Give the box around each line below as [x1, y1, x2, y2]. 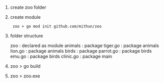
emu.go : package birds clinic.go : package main [10, 53, 113, 59]
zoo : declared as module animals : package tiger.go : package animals [10, 43, 159, 49]
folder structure [10, 33, 43, 38]
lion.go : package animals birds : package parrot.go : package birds [10, 48, 152, 54]
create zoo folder [10, 5, 47, 10]
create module [10, 14, 41, 20]
